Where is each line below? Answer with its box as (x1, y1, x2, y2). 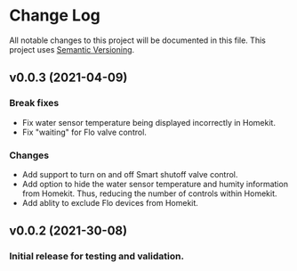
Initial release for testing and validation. (9, 250, 185, 263)
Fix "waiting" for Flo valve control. (21, 127, 147, 137)
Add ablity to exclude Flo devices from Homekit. (21, 197, 198, 208)
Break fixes (9, 97, 60, 110)
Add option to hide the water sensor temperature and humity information (21, 178, 289, 189)
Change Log (9, 5, 100, 26)
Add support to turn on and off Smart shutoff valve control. (21, 168, 238, 179)
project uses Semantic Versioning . (9, 44, 135, 54)
